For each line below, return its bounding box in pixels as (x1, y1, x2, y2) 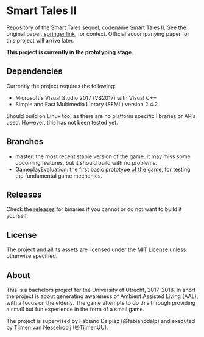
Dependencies (6, 66, 63, 77)
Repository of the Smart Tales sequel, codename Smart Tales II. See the (6, 24, 187, 31)
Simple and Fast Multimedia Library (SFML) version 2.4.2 (15, 100, 158, 108)
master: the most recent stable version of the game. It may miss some (15, 153, 191, 160)
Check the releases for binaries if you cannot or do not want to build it (6, 206, 182, 213)
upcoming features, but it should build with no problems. (15, 159, 157, 166)
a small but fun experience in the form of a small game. (6, 305, 145, 313)
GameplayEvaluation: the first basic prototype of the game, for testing (15, 165, 191, 173)
